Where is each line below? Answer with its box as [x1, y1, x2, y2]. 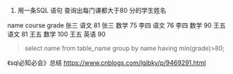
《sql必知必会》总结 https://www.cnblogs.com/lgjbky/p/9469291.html [7, 58, 206, 67]
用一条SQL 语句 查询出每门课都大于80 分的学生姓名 [17, 6, 167, 14]
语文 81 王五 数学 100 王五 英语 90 [7, 30, 106, 38]
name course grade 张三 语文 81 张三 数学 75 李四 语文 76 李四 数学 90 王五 [7, 21, 226, 30]
